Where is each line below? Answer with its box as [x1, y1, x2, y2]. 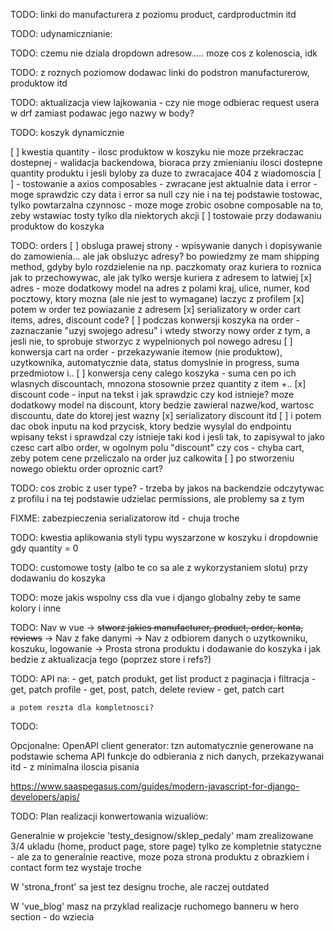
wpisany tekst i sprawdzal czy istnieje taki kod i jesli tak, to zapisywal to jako [10, 431, 325, 443]
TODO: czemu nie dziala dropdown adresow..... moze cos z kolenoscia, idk [10, 47, 318, 59]
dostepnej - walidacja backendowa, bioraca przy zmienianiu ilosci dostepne [10, 157, 323, 168]
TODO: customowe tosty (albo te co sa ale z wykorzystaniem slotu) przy [10, 562, 309, 573]
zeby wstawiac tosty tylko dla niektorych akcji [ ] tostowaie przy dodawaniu [10, 210, 322, 221]
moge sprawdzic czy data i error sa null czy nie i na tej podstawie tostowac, [10, 189, 323, 200]
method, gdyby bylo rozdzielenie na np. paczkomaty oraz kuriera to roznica [10, 261, 322, 273]
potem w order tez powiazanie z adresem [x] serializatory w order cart [10, 304, 301, 315]
